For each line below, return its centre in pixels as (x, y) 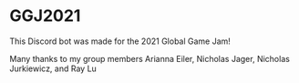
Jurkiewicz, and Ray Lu (53, 68)
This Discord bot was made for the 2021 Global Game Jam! (120, 41)
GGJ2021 (45, 16)
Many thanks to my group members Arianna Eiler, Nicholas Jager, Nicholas (149, 58)
